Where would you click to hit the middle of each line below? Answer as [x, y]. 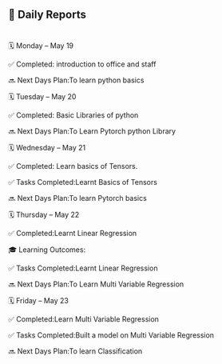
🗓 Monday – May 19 [41, 46]
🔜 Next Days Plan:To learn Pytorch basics [78, 198]
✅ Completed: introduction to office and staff [82, 64]
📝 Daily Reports [47, 15]
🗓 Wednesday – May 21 [47, 147]
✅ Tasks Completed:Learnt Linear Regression [83, 268]
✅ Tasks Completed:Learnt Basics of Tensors [83, 182]
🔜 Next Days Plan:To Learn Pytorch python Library [92, 131]
